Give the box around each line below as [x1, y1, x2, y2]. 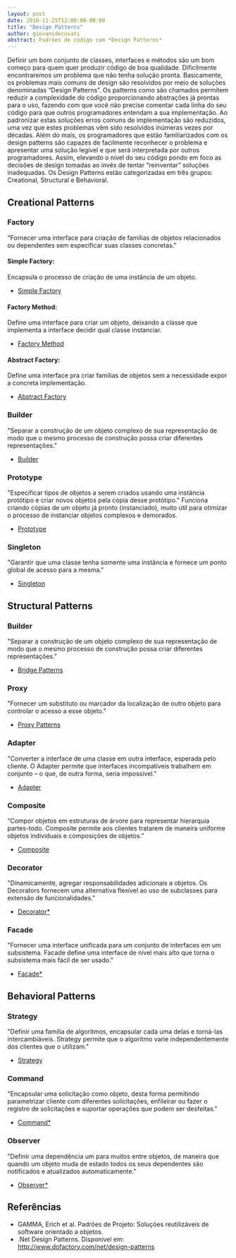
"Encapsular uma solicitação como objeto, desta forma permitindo [7, 1089, 199, 1098]
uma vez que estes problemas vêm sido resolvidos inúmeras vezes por [7, 123, 213, 132]
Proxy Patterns [17, 720, 61, 729]
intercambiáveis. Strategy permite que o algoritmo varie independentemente [7, 1035, 229, 1044]
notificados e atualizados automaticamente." [7, 1167, 137, 1175]
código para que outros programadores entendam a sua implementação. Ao [7, 109, 228, 117]
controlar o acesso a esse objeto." [7, 707, 107, 715]
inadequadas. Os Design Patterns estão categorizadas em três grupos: [7, 169, 213, 177]
